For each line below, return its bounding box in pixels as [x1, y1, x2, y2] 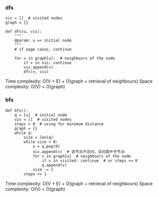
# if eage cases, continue [14, 47, 72, 52]
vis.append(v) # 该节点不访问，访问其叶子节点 [32, 149, 125, 154]
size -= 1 [32, 167, 54, 172]
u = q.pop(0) [32, 143, 60, 149]
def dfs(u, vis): [5, 29, 42, 34]
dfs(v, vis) [23, 69, 49, 75]
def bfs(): [5, 108, 29, 113]
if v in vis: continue [23, 60, 72, 65]
